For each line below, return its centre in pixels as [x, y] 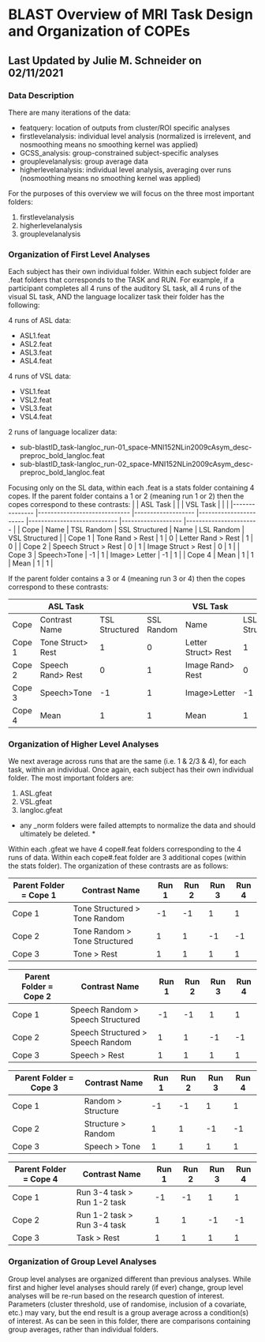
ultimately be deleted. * [58, 834]
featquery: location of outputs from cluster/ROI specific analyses [125, 127]
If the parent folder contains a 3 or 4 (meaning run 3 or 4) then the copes [127, 579]
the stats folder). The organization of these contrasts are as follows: [118, 866]
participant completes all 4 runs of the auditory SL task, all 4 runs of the [125, 288]
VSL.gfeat [36, 802]
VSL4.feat [36, 417]
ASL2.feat [36, 344]
